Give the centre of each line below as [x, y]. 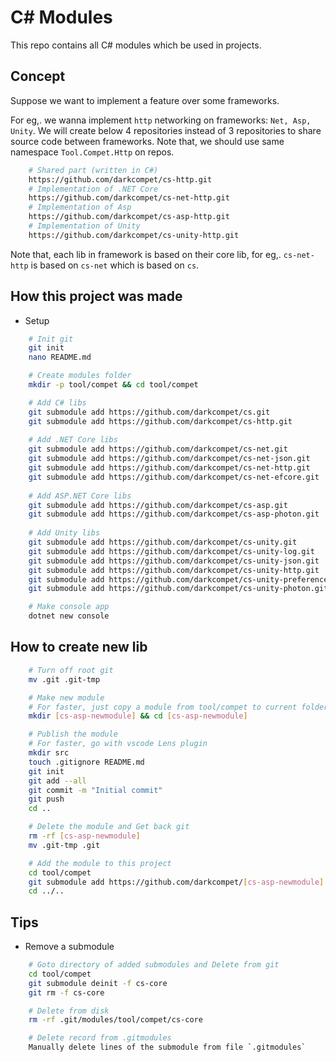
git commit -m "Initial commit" [95, 790]
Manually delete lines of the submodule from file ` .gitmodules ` [167, 1047]
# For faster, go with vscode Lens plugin [118, 744]
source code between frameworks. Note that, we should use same [147, 141]
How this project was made [96, 296]
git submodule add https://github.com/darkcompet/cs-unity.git [163, 542]
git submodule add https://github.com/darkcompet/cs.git [149, 412]
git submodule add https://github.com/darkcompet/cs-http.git [160, 421]
